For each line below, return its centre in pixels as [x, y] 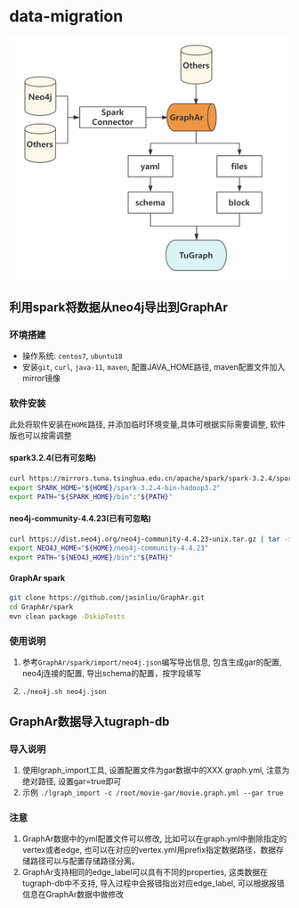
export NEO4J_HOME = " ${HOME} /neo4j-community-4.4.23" [109, 548]
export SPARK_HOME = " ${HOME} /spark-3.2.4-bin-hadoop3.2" [115, 487]
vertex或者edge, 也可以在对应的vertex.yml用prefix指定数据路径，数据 [149, 850]
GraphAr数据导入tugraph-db [89, 721]
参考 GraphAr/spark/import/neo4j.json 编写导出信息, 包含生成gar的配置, [152, 662]
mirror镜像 [41, 378]
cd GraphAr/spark [41, 608]
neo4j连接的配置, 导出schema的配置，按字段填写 [112, 674]
